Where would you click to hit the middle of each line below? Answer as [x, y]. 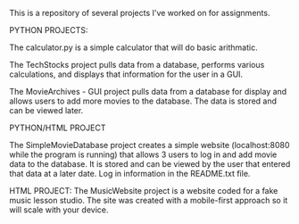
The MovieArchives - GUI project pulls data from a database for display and [148, 91]
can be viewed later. [46, 110]
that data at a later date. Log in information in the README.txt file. [130, 174]
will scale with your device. [59, 210]
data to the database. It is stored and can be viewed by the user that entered [150, 164]
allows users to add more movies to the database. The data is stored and [143, 101]
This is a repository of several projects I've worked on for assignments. [140, 13]
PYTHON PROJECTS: [49, 30]
